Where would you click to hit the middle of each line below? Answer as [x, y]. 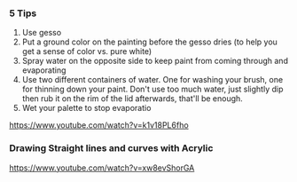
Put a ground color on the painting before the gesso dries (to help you [149, 42]
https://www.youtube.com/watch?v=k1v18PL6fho [99, 125]
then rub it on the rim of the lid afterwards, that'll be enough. [133, 99]
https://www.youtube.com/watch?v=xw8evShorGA [102, 168]
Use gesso [42, 33]
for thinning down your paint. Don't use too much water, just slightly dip [152, 89]
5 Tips [23, 13]
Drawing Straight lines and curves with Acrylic [111, 148]
